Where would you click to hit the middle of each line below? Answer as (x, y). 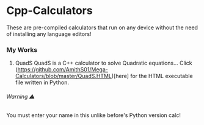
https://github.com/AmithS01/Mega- (63, 70)
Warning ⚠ (21, 96)
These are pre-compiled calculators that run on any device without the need (102, 27)
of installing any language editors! (49, 34)
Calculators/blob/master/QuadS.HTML (63, 76)
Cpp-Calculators (49, 11)
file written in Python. (42, 82)
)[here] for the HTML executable (152, 76)
